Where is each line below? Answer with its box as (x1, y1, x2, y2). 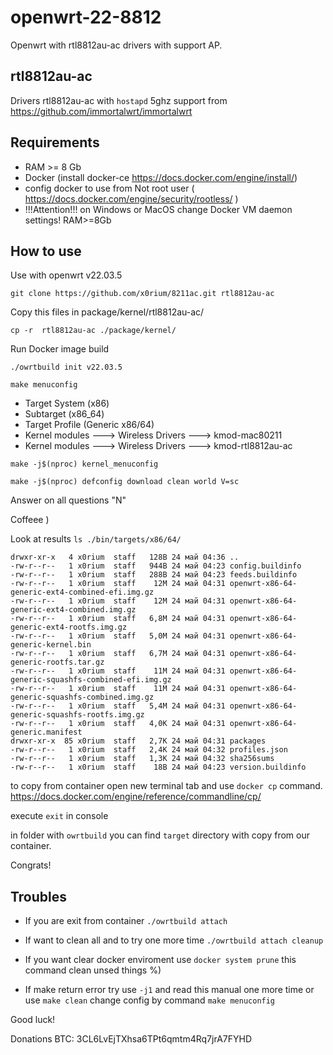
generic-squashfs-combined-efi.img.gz (10, 675, 172, 685)
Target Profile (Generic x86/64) (24, 419, 155, 431)
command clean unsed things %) (24, 964, 162, 976)
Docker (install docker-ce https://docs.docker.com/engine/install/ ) (24, 171, 298, 183)
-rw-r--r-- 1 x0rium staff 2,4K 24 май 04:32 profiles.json (10, 745, 288, 755)
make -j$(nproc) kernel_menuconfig (10, 459, 159, 470)
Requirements (10, 134, 100, 151)
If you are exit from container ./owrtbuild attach (24, 915, 228, 927)
